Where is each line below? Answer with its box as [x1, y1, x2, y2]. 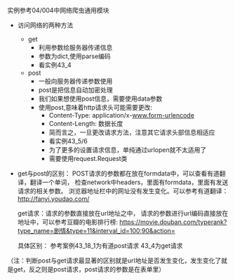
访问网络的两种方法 [17, 21, 74, 29]
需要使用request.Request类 [48, 155, 128, 162]
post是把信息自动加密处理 [38, 86, 114, 94]
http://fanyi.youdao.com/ [17, 195, 90, 203]
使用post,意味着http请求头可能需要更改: [38, 104, 153, 111]
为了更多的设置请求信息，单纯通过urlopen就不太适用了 [48, 146, 207, 154]
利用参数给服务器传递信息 [38, 43, 113, 51]
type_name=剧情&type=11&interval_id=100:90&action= [17, 227, 175, 234]
